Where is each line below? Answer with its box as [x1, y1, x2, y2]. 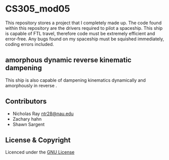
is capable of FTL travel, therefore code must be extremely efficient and [5, 30, 155, 36]
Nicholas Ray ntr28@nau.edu [12, 111, 74, 117]
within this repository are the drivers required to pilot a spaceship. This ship [5, 25, 163, 31]
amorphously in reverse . [5, 82, 57, 88]
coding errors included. [5, 41, 54, 47]
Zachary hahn [12, 116, 42, 122]
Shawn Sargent [12, 121, 45, 127]
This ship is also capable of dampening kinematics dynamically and [5, 77, 146, 83]
